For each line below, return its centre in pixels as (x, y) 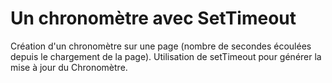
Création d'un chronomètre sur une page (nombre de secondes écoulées (161, 46)
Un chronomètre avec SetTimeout (153, 18)
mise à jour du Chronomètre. (69, 67)
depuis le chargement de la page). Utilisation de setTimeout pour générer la (166, 56)
